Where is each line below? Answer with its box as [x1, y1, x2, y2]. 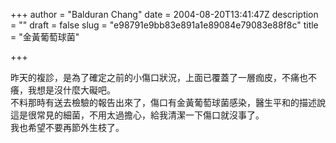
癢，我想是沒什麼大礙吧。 [10, 84, 116, 96]
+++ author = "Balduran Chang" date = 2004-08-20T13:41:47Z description [10, 9, 319, 20]
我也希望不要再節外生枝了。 [10, 122, 125, 133]
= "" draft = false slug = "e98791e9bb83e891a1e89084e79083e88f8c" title [10, 19, 319, 31]
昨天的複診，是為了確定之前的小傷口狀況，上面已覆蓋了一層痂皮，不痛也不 [10, 72, 317, 83]
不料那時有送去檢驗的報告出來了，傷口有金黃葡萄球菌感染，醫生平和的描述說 [10, 97, 326, 108]
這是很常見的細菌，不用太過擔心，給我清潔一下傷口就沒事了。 [10, 109, 265, 121]
